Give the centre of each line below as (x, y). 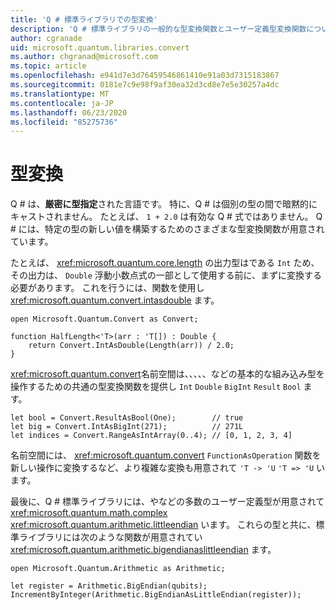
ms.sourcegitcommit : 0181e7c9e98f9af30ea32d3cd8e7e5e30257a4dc (145, 85)
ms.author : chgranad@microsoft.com (84, 57)
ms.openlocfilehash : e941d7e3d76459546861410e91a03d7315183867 (145, 76)
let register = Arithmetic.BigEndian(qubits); (109, 586)
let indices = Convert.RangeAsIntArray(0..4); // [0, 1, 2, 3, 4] (151, 436)
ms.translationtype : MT (60, 94)
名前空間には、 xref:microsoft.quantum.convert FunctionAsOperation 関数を (166, 455)
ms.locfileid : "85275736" (64, 122)
